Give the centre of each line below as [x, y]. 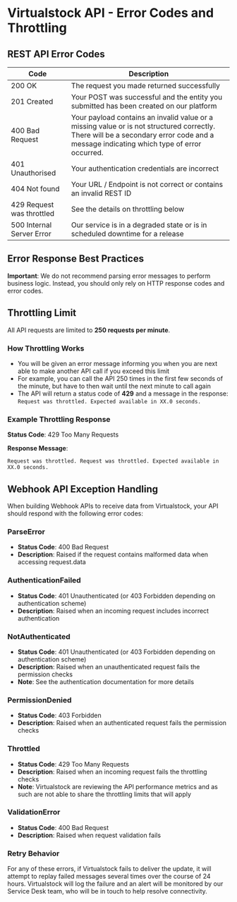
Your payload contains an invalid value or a [142, 117]
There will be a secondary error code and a [142, 135]
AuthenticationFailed [44, 580]
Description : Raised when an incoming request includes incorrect [113, 611]
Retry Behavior [34, 853]
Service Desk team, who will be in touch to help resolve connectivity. [108, 891]
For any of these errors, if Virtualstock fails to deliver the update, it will [109, 869]
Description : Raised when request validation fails [89, 835]
